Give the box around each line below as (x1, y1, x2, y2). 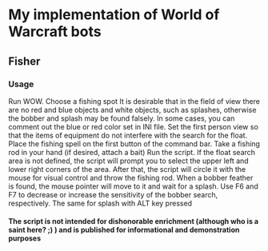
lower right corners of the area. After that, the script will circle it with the (8, 164, 246, 173)
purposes (8, 233, 42, 243)
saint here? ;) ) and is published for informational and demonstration (8, 225, 240, 235)
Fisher (8, 54, 41, 68)
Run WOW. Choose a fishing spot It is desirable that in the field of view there (8, 96, 260, 106)
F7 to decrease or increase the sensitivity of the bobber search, (8, 189, 218, 199)
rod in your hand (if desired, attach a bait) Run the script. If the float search (8, 147, 256, 157)
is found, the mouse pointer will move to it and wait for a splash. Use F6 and (8, 181, 258, 191)
